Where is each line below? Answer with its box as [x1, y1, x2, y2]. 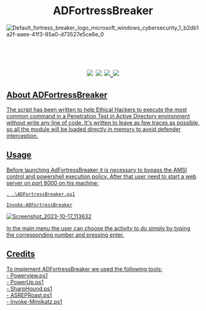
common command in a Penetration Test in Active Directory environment [6, 112, 190, 120]
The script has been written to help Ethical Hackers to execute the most [6, 106, 187, 113]
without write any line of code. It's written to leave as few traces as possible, [6, 119, 200, 126]
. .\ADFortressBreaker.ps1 [6, 191, 75, 197]
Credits [6, 249, 36, 259]
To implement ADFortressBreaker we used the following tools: [6, 265, 162, 272]
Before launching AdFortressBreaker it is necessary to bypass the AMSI [6, 166, 187, 173]
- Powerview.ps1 [6, 272, 48, 279]
